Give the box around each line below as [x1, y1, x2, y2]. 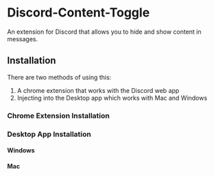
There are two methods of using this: [7, 73, 112, 81]
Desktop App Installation [7, 129, 91, 139]
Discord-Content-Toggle [7, 5, 150, 21]
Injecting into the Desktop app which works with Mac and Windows [16, 93, 208, 102]
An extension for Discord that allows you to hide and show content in [7, 27, 202, 36]
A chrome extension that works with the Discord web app [16, 86, 180, 94]
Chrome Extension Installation [7, 111, 110, 120]
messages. [7, 34, 38, 43]
